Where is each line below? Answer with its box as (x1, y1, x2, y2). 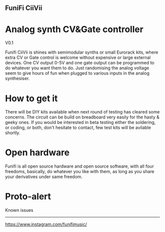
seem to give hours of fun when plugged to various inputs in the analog (5, 70, 150, 76)
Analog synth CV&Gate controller (5, 24, 144, 35)
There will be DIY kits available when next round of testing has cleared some (5, 109, 160, 115)
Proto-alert (5, 191, 52, 202)
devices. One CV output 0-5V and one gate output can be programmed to (5, 60, 155, 66)
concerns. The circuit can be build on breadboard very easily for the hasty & (5, 114, 160, 120)
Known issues (5, 207, 33, 213)
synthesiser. (5, 76, 30, 82)
